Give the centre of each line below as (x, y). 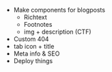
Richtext (36, 17)
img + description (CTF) (57, 32)
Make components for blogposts (59, 10)
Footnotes (38, 24)
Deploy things (33, 61)
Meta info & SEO (37, 53)
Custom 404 (31, 39)
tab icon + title (34, 46)
